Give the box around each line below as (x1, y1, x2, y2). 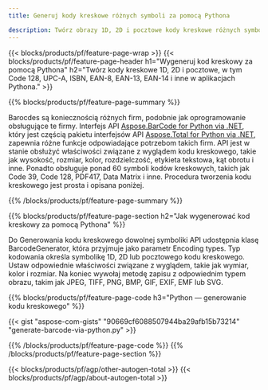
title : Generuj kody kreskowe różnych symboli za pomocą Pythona (8, 11, 230, 20)
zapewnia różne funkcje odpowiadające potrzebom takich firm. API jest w (8, 138, 250, 147)
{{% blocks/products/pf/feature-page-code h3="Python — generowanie (8, 292, 247, 302)
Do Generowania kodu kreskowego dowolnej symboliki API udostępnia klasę (8, 235, 259, 244)
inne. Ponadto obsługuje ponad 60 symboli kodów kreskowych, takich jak (8, 163, 250, 173)
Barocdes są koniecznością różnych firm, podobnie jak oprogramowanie (8, 112, 246, 122)
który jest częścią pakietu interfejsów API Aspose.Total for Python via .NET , (8, 129, 257, 139)
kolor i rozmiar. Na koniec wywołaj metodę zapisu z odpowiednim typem (8, 268, 246, 279)
